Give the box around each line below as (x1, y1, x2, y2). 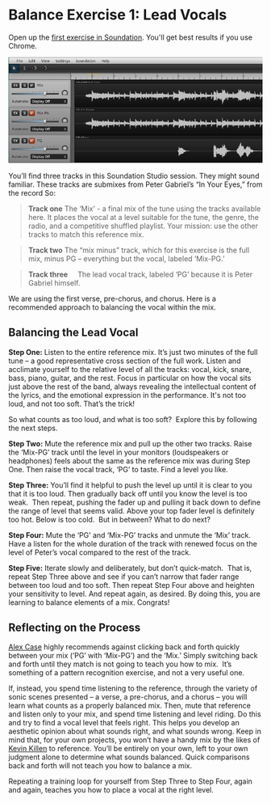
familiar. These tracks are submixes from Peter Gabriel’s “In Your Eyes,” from (8, 180, 263, 189)
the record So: (8, 188, 56, 197)
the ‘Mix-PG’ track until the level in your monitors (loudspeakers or (8, 447, 229, 457)
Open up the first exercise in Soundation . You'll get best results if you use (8, 32, 252, 42)
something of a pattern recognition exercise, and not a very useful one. (8, 668, 244, 678)
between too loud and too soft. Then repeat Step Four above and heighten (8, 580, 256, 590)
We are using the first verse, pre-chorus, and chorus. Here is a (8, 294, 216, 303)
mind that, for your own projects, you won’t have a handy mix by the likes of (8, 735, 261, 745)
